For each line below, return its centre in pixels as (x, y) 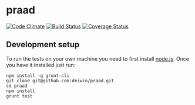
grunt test (19, 96)
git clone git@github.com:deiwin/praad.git (60, 80)
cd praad (17, 86)
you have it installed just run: (41, 65)
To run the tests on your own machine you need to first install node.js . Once (98, 58)
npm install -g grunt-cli (38, 76)
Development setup (43, 45)
